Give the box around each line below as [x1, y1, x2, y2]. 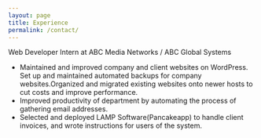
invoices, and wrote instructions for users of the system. [19, 121, 203, 130]
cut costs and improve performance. [19, 88, 138, 97]
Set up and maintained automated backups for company [19, 71, 202, 81]
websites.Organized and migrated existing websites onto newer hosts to [19, 79, 253, 89]
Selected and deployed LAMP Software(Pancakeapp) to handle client [19, 113, 244, 122]
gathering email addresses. [19, 104, 108, 114]
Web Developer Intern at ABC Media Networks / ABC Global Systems [8, 48, 232, 57]
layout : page [8, 11, 51, 20]
